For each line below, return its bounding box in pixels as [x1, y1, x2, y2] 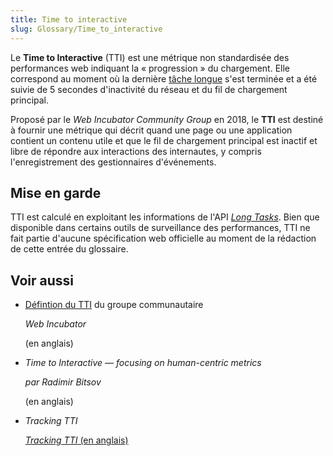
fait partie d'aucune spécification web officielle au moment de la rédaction [10, 232, 317, 245]
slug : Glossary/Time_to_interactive [10, 24, 163, 34]
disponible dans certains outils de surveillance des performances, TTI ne [10, 222, 311, 234]
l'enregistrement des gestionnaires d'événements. [10, 156, 217, 168]
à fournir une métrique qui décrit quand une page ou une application [10, 124, 293, 136]
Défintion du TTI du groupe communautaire [24, 299, 204, 311]
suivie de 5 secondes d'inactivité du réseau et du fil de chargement [10, 83, 288, 95]
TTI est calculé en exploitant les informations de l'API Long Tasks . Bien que [10, 211, 320, 223]
